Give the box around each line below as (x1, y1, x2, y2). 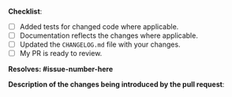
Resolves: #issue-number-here (8, 65, 114, 74)
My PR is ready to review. (19, 49, 103, 58)
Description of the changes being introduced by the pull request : (8, 80, 225, 89)
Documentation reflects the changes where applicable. (19, 31, 199, 40)
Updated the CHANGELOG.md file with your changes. (19, 39, 181, 50)
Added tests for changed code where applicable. (19, 22, 179, 31)
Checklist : (8, 7, 43, 16)
